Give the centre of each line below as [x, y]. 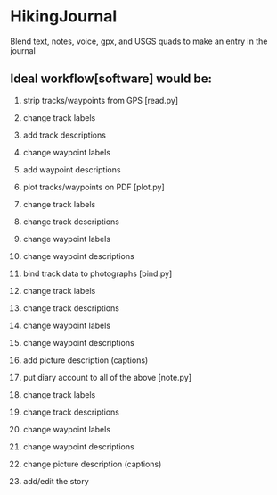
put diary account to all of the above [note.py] [107, 377]
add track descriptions [64, 135]
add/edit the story [56, 481]
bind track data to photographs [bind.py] [98, 273]
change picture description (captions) [92, 464]
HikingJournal [64, 17]
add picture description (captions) [86, 360]
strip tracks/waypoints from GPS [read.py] [101, 100]
